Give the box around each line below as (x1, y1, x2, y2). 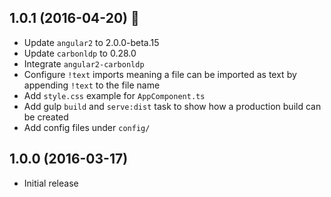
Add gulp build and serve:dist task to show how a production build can (23, 100, 322, 112)
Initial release (23, 177, 79, 189)
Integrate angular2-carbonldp (23, 57, 145, 70)
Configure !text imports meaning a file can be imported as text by (23, 68, 297, 80)
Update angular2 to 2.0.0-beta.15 (23, 36, 160, 48)
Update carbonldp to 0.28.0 (23, 47, 137, 59)
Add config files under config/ (23, 121, 151, 133)
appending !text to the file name (23, 79, 161, 91)
